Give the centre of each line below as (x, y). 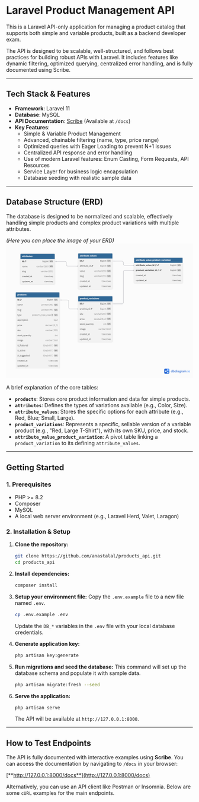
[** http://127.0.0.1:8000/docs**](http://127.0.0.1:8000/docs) (78, 775)
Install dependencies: (42, 574)
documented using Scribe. (38, 69)
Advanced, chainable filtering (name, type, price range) (91, 140)
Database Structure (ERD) (55, 202)
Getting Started (35, 467)
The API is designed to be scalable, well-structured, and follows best (90, 50)
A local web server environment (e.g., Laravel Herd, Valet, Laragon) (97, 516)
